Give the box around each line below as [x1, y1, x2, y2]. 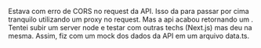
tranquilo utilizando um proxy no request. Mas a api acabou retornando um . [8, 15, 253, 24]
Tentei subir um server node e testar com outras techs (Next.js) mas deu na [8, 23, 252, 32]
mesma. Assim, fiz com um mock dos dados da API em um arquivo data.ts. [8, 31, 250, 40]
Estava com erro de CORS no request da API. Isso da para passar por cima [8, 7, 249, 15]
